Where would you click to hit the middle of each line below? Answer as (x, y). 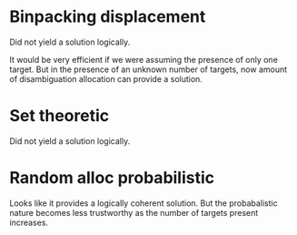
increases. (29, 222)
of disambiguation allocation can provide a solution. (106, 78)
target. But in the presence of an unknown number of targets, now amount (148, 69)
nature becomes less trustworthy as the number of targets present (134, 212)
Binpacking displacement (108, 17)
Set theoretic (59, 116)
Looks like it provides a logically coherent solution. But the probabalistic (144, 203)
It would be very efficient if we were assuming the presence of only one (144, 59)
